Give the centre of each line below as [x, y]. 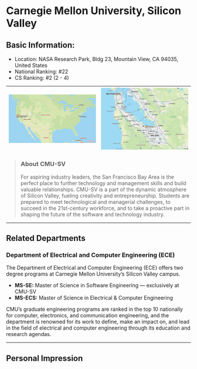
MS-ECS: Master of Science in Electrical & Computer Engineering [94, 298]
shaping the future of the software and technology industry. [93, 214]
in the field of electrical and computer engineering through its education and [98, 328]
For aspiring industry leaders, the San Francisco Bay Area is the [97, 177]
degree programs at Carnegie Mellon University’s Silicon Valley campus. [93, 274]
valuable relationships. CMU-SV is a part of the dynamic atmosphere [103, 189]
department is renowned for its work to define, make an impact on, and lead [98, 322]
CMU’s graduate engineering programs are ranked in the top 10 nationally [95, 309]
